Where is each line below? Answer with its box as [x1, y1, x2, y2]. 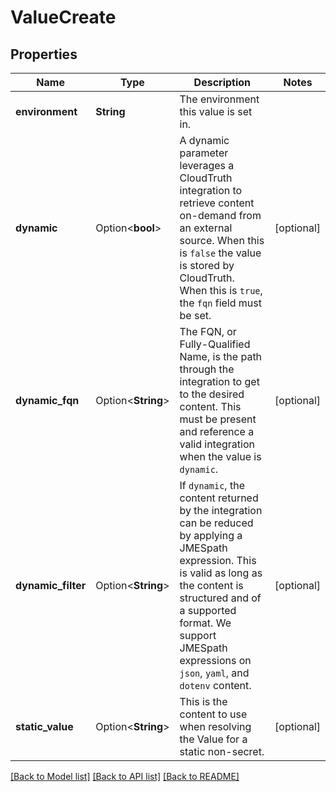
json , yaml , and [179, 666, 250, 680]
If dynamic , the [179, 479, 245, 492]
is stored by [179, 259, 235, 272]
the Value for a [179, 732, 248, 746]
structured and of [179, 591, 262, 605]
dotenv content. [179, 679, 252, 692]
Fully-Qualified [179, 337, 251, 351]
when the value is [179, 450, 262, 463]
